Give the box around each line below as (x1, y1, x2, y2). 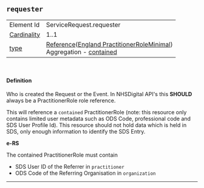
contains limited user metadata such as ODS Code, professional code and (6, 115, 191, 123)
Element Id (9, 21, 40, 29)
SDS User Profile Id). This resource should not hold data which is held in (6, 122, 187, 129)
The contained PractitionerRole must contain (6, 151, 118, 159)
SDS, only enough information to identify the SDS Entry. (6, 128, 146, 135)
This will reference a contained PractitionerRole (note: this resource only (6, 109, 187, 116)
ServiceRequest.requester (46, 21, 121, 29)
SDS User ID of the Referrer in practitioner (15, 163, 124, 170)
